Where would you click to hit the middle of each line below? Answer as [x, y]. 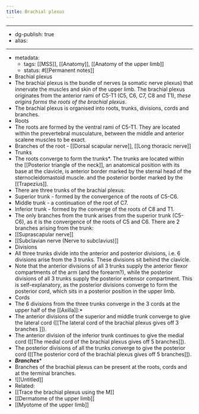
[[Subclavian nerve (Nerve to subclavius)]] [67, 241]
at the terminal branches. [45, 373]
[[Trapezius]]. [31, 184]
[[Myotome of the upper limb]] [52, 404]
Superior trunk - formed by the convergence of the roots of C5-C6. [97, 196]
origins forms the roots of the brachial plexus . [70, 102]
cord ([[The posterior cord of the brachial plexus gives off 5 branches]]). [103, 354]
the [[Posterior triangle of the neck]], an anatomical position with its [97, 165]
